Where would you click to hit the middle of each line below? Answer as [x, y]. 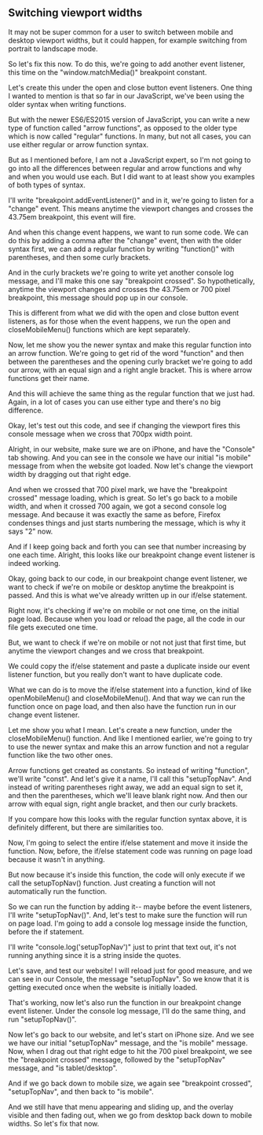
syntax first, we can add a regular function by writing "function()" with [121, 249]
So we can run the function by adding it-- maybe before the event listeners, [130, 906]
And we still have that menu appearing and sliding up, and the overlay [121, 1107]
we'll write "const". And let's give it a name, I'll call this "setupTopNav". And [130, 778]
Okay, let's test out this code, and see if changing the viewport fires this [124, 425]
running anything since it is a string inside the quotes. [95, 955]
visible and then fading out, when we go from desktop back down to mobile [130, 1115]
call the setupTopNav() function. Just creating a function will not [112, 883]
